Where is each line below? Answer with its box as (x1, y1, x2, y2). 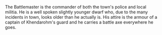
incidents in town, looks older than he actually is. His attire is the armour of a (5, 14, 158, 20)
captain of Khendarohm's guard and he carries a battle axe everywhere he (5, 19, 154, 25)
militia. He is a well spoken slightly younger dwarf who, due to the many (5, 9, 148, 15)
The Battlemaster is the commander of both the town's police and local (5, 4, 147, 10)
